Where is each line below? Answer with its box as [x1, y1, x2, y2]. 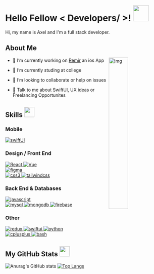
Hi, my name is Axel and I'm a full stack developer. [5, 29, 110, 35]
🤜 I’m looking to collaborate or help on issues [12, 76, 107, 83]
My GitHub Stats [5, 250, 58, 258]
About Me [5, 44, 37, 53]
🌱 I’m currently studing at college [12, 67, 82, 73]
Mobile [5, 126, 23, 133]
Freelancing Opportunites [12, 92, 66, 98]
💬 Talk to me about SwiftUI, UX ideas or [12, 87, 95, 93]
